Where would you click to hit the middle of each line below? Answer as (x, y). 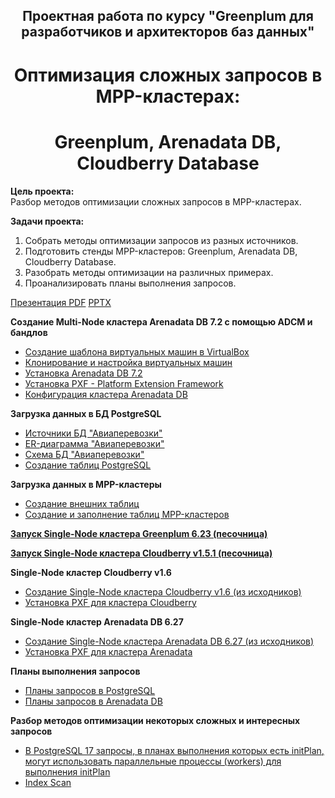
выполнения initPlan (67, 771)
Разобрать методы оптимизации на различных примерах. (149, 272)
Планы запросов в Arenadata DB (93, 701)
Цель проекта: (42, 191)
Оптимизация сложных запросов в (168, 75)
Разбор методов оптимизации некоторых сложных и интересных (155, 720)
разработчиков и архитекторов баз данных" (168, 32)
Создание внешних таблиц (82, 503)
